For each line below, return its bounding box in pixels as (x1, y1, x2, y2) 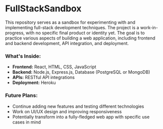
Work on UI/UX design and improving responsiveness (12, 108, 122, 114)
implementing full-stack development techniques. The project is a (5, 24, 140, 30)
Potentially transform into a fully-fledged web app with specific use (12, 114, 150, 120)
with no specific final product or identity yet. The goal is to (25, 30, 145, 36)
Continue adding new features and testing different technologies (12, 103, 145, 109)
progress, (5, 30, 25, 36)
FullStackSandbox (5, 3, 82, 14)
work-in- (140, 24, 158, 30)
